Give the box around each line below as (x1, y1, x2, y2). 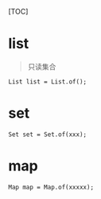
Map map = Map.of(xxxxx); (8, 183, 94, 191)
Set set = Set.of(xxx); (8, 131, 87, 139)
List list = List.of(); (8, 77, 87, 86)
